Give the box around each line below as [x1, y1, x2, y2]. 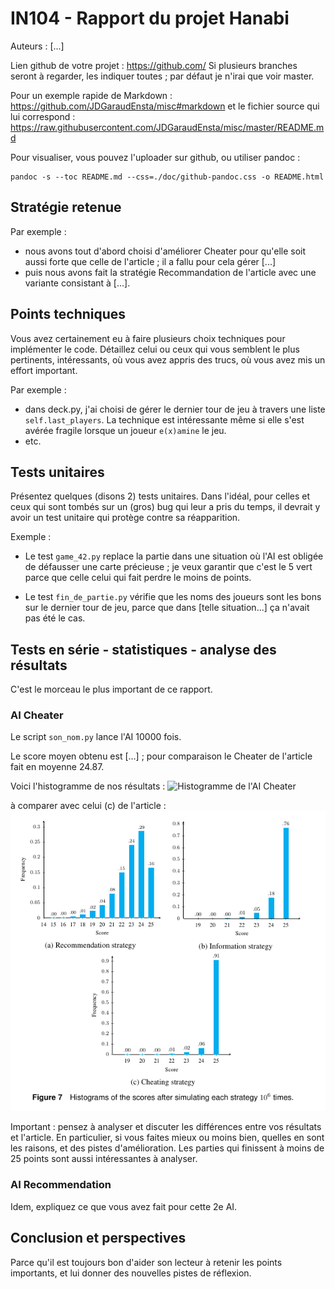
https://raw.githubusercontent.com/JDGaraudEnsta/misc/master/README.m [10, 121, 325, 133]
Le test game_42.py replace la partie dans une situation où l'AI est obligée [24, 550, 324, 562]
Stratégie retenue [10, 199, 122, 216]
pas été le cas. [24, 612, 86, 624]
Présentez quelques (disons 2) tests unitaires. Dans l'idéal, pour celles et [10, 490, 311, 502]
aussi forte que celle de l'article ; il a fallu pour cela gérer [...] [24, 255, 277, 267]
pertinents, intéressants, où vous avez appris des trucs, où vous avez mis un [10, 353, 326, 366]
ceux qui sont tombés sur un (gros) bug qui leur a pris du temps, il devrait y [10, 501, 321, 513]
